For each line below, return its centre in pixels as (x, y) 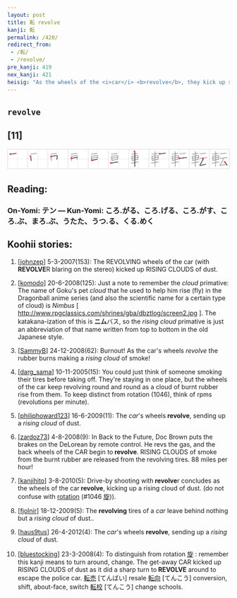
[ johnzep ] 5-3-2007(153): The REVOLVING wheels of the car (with (114, 261)
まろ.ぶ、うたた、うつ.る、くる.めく (93, 221)
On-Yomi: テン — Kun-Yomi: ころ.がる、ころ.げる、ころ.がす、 (114, 210)
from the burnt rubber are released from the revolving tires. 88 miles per (122, 459)
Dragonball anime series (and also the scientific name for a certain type (121, 298)
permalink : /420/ (33, 38)
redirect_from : (30, 45)
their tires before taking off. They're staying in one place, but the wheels (122, 379)
